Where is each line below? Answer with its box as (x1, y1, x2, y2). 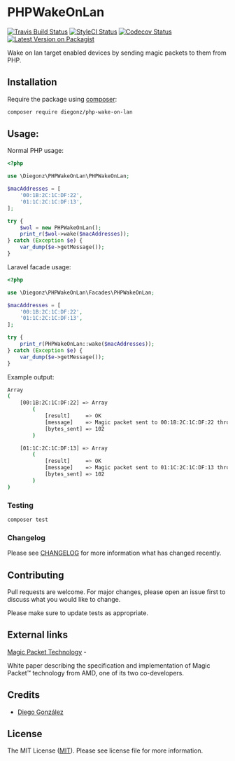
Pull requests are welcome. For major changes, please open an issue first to (7, 587, 226, 596)
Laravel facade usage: (7, 262, 71, 271)
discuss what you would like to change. (7, 595, 121, 603)
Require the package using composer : (7, 95, 117, 103)
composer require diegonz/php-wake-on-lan (7, 108, 133, 116)
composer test (7, 516, 49, 523)
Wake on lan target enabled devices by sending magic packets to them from (7, 48, 227, 57)
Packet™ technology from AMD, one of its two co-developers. (7, 668, 184, 677)
